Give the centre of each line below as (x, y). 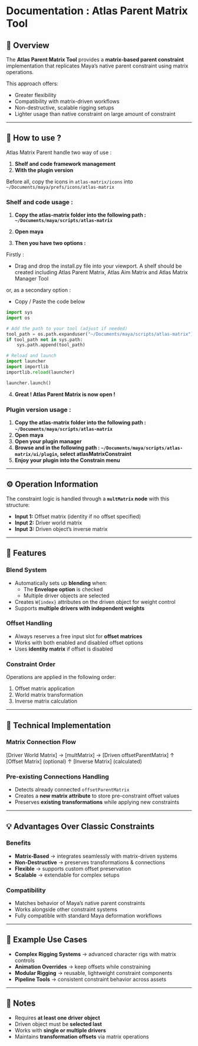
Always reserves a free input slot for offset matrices (78, 636)
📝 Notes (21, 1004)
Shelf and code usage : (40, 202)
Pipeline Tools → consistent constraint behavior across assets (90, 979)
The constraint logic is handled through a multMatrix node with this (88, 498)
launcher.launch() (29, 383)
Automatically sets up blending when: (61, 583)
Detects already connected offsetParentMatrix (72, 790)
